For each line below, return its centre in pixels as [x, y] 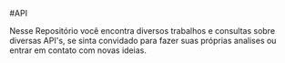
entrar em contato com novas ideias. [78, 50]
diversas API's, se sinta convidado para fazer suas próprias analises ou [143, 41]
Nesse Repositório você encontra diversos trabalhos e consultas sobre [142, 31]
